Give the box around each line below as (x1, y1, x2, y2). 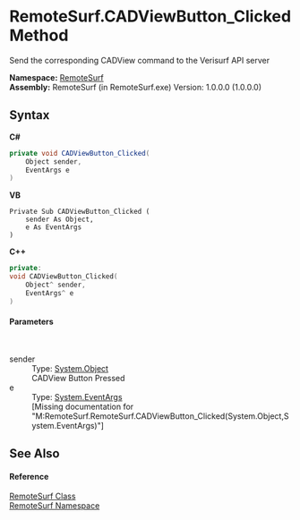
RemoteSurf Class (9, 490, 76, 502)
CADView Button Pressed (31, 372, 125, 383)
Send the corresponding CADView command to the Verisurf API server (9, 55, 270, 65)
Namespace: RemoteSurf (9, 72, 105, 82)
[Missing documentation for (31, 401, 134, 412)
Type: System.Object (31, 362, 109, 373)
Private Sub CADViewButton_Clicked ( (9, 208, 150, 217)
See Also (9, 446, 60, 462)
